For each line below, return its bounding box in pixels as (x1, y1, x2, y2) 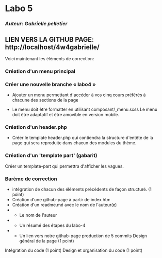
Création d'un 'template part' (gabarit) (5, 152, 97, 159)
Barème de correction (5, 175, 57, 182)
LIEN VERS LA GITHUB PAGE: (5, 35, 94, 44)
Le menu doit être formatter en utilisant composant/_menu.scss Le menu (12, 106, 158, 112)
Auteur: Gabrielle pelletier (5, 20, 68, 27)
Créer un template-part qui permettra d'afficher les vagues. (5, 163, 124, 169)
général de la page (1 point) (19, 238, 74, 244)
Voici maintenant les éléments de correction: (5, 55, 94, 61)
